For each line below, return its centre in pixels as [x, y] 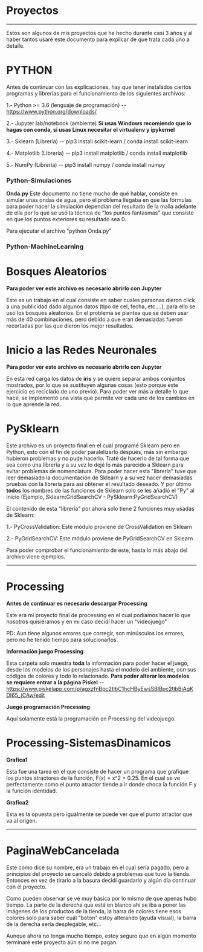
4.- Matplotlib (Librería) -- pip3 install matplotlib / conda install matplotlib [97, 153]
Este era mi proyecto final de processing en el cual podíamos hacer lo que [98, 615]
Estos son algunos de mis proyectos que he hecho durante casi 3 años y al [99, 33]
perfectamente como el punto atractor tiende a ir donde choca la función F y [101, 784]
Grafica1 [17, 760]
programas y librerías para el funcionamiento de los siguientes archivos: [96, 93]
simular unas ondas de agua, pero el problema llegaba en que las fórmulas [99, 200]
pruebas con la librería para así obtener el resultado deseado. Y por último [99, 484]
